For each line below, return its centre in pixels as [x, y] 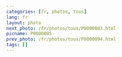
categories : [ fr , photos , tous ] [46, 12]
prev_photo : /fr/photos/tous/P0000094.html [61, 39]
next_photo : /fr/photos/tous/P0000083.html [61, 28]
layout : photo [24, 23]
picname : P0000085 [29, 34]
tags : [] [17, 45]
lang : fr [17, 17]
